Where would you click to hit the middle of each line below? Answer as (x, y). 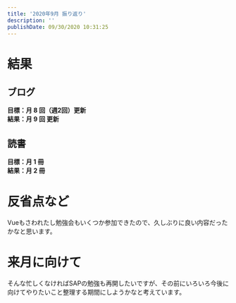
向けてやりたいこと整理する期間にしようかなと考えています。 (96, 292)
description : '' (31, 20)
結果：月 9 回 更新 (33, 119)
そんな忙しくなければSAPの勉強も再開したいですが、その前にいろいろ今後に (118, 283)
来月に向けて (45, 262)
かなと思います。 (32, 231)
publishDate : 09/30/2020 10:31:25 (58, 27)
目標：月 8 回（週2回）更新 (47, 111)
